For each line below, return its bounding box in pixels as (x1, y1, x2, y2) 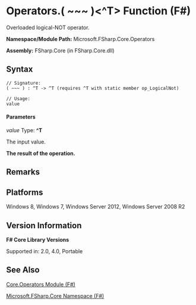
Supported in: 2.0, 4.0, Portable (6, 247, 83, 254)
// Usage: (6, 95, 31, 102)
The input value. (6, 138, 46, 145)
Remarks (6, 167, 40, 177)
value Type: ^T (6, 126, 43, 133)
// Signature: (6, 80, 42, 86)
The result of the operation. (6, 150, 75, 157)
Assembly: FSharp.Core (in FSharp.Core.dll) (6, 46, 115, 54)
